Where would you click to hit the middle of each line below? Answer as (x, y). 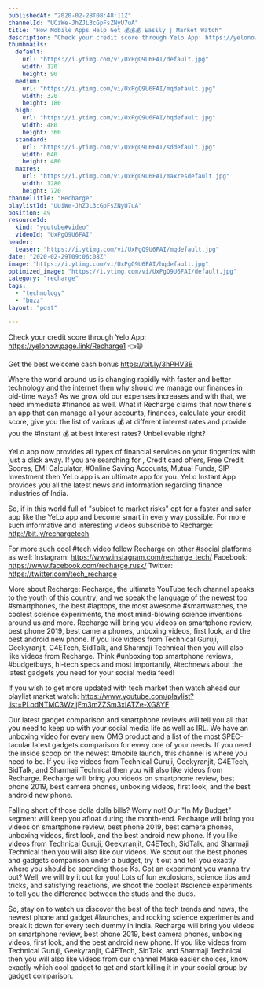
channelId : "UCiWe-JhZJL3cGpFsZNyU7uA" (73, 23)
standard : (31, 140)
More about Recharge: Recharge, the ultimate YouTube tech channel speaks (131, 589)
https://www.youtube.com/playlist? (137, 696)
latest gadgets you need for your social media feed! (92, 672)
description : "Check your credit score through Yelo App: (105, 37)
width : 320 (40, 96)
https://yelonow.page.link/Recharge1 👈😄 (76, 346)
